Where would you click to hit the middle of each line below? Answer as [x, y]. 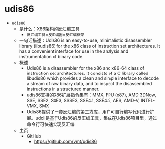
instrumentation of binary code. [51, 56]
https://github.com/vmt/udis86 [65, 141]
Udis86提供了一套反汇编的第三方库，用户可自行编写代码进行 [88, 112]
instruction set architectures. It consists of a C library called [87, 73]
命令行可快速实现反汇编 [51, 124]
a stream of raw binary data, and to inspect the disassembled [89, 83]
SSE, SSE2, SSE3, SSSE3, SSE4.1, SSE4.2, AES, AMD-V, [83, 100]
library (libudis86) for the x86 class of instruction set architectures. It [89, 46]
